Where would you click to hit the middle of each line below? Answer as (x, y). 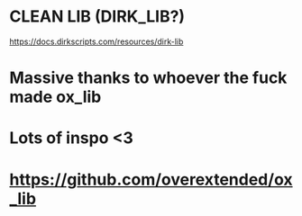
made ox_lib (55, 97)
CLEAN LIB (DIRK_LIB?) (97, 17)
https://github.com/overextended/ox (151, 180)
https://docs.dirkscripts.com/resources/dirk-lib (96, 41)
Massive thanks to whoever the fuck (148, 78)
